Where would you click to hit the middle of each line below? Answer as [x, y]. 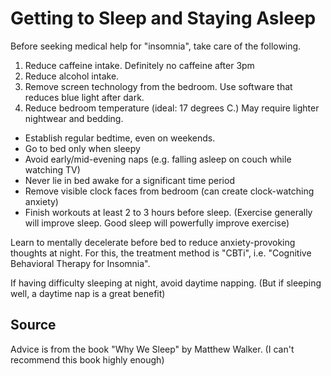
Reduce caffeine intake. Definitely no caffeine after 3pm [139, 65]
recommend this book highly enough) [87, 359]
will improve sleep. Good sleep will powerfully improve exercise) [157, 223]
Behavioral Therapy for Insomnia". [80, 263]
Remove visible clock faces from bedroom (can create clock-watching [169, 191]
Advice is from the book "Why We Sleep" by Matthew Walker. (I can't [152, 349]
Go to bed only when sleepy [82, 148]
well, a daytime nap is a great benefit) [88, 293]
